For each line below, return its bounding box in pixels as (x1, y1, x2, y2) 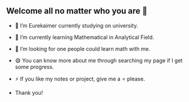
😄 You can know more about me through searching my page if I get (14, 56, 183, 64)
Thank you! (14, 89, 43, 96)
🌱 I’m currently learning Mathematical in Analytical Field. (14, 34, 154, 41)
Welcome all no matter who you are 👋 (6, 6, 148, 16)
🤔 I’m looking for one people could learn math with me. (14, 45, 151, 52)
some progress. (14, 63, 54, 70)
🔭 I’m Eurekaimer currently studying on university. (14, 22, 139, 29)
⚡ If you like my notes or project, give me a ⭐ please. (14, 75, 145, 82)
